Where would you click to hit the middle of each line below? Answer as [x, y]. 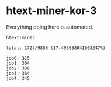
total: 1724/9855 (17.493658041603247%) [56, 48]
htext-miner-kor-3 [51, 11]
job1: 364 [18, 63]
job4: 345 [18, 78]
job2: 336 [18, 68]
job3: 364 [18, 73]
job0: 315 [18, 58]
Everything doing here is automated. [50, 27]
